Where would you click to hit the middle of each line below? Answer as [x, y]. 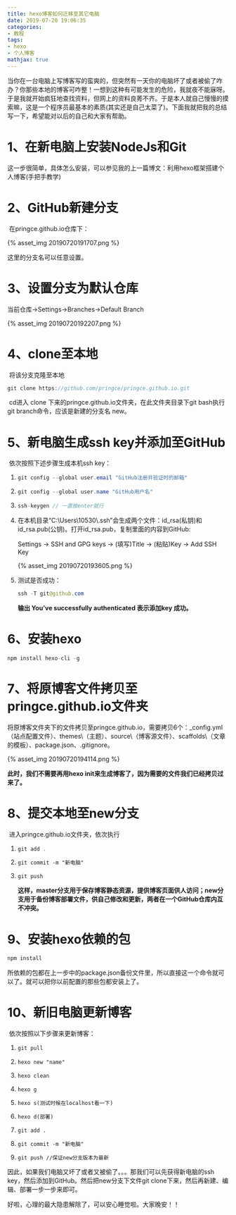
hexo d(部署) [35, 1117]
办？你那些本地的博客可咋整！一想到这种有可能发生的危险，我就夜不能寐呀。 [118, 90]
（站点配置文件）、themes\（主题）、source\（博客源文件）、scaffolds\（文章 [117, 736]
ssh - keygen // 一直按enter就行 [60, 506]
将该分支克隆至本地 [37, 375]
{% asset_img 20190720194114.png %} [64, 759]
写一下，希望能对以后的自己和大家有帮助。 [69, 116]
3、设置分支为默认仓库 [73, 288]
